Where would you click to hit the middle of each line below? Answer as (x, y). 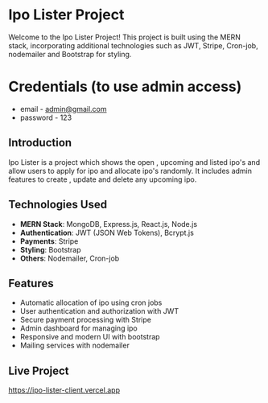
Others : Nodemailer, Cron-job (70, 258)
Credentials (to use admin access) (125, 87)
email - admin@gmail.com (63, 109)
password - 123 (46, 117)
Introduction (40, 143)
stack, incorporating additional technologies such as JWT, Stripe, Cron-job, (134, 45)
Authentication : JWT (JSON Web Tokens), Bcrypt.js (107, 232)
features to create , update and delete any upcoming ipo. (103, 179)
